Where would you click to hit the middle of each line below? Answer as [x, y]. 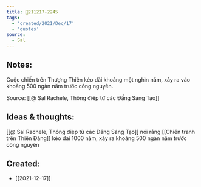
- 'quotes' [26, 29]
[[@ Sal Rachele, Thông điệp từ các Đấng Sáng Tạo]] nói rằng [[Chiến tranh [101, 132]
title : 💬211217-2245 [32, 12]
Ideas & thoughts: [40, 117]
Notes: [19, 65]
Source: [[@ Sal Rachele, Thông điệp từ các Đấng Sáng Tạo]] [83, 97]
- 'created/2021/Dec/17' [43, 23]
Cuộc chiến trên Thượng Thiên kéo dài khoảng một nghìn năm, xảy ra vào [98, 79]
